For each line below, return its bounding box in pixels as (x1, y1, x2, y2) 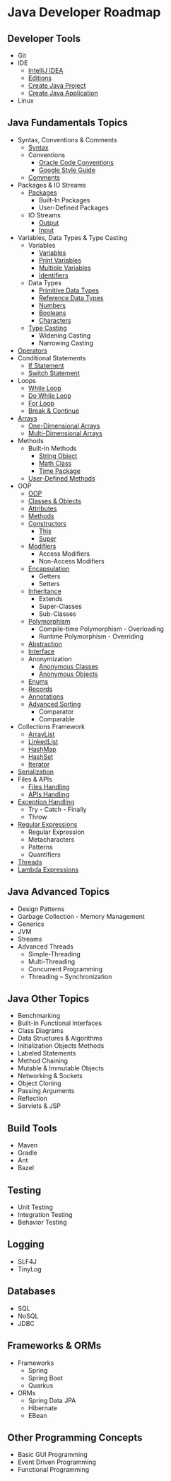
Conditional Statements (17, 353, 86, 362)
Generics (17, 920, 45, 928)
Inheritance (28, 587, 61, 595)
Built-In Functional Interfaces (17, 1019, 102, 1027)
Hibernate (28, 1403, 58, 1412)
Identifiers (38, 270, 69, 280)
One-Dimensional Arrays (28, 421, 100, 430)
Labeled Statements (17, 1049, 76, 1058)
